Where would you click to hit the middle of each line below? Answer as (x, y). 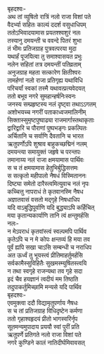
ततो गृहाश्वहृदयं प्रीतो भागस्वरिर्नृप (43, 319)
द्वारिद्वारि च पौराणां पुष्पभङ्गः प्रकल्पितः (47, 128)
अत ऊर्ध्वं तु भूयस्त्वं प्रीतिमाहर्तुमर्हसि (45, 255)
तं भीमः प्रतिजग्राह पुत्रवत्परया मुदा (42, 48)
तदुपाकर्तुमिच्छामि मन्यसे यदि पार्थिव (45, 287)
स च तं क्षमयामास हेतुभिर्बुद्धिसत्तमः (43, 168)
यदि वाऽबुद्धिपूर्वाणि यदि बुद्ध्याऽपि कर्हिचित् (51, 207)
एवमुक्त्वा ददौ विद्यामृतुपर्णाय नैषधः (43, 303)
